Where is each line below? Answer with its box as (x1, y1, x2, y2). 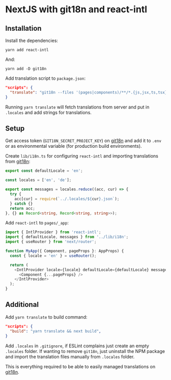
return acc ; (10, 206, 36, 211)
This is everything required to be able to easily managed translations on (5, 363, 156, 369)
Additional (5, 300, 39, 309)
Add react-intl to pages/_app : (5, 220, 69, 226)
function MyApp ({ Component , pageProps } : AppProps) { (5, 249, 124, 254)
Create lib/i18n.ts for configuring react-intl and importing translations (5, 153, 159, 159)
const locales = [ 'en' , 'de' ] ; (5, 177, 72, 183)
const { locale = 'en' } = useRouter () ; (10, 253, 97, 258)
